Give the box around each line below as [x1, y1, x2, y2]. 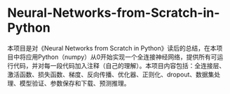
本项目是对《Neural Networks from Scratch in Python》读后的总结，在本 [7, 43, 217, 52]
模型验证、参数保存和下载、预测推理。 [19, 79, 130, 87]
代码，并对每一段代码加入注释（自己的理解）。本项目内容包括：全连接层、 [13, 61, 226, 69]
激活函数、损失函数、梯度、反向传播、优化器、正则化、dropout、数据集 [7, 70, 215, 79]
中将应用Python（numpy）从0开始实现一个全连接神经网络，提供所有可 [13, 53, 217, 61]
